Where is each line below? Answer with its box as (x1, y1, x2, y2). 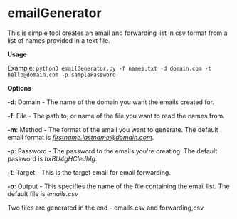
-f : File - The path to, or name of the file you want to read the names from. (7, 111, 226, 120)
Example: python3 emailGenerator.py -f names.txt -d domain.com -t (7, 63, 212, 72)
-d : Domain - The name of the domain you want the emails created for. (7, 98, 215, 106)
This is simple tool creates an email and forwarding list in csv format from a (7, 29, 228, 37)
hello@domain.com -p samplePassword (7, 71, 116, 78)
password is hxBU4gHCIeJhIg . (7, 154, 98, 163)
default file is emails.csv (7, 189, 79, 198)
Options (7, 83, 32, 92)
